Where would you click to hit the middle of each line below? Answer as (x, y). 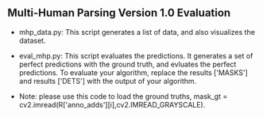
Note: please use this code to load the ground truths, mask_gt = (123, 96)
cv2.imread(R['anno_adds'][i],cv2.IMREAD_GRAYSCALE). (112, 104)
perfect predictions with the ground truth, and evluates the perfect (128, 64)
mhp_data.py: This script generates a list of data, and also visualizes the (137, 32)
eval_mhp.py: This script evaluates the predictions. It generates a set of (136, 55)
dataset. (32, 40)
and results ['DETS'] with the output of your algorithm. (108, 81)
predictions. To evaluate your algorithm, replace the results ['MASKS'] (133, 72)
